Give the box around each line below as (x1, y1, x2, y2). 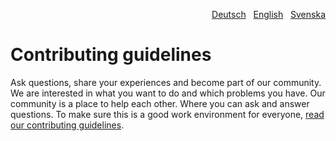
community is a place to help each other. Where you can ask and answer (10, 97, 310, 109)
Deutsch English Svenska (211, 9, 326, 20)
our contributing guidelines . (10, 119, 125, 131)
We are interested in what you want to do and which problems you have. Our (10, 87, 326, 99)
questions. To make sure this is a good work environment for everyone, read (10, 108, 325, 120)
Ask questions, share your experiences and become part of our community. (10, 76, 322, 88)
